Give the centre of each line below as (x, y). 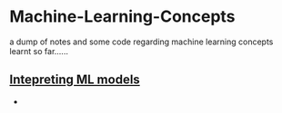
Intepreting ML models (75, 80)
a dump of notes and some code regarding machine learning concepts (141, 42)
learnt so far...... (39, 51)
